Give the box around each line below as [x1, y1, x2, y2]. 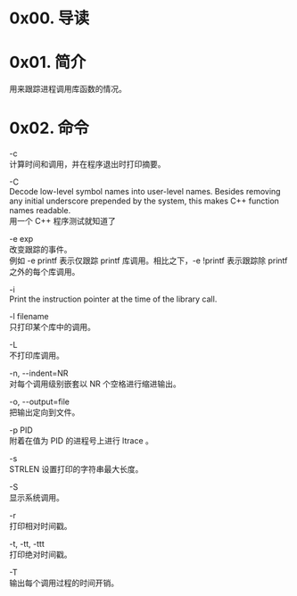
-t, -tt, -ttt [9, 539, 45, 550]
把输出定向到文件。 [9, 407, 80, 418]
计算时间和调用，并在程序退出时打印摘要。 [9, 159, 166, 170]
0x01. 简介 [9, 53, 87, 72]
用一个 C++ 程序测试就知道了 [9, 216, 116, 227]
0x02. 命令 [9, 118, 89, 138]
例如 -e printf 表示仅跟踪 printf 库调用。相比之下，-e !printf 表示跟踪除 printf [9, 255, 288, 266]
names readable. [9, 205, 71, 216]
